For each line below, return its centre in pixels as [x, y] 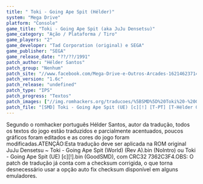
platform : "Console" [32, 23]
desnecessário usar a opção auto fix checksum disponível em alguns [92, 169]
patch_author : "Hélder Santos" [46, 62]
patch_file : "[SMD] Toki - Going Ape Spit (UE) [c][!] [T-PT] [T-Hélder [100, 107]
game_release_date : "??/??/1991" [48, 57]
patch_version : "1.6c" [35, 79]
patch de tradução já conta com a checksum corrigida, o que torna [90, 163]
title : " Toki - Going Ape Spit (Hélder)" [60, 12]
